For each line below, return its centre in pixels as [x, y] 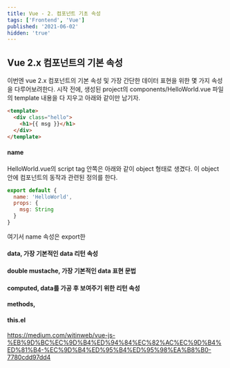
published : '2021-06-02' [43, 26]
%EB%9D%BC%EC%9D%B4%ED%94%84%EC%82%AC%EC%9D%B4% [115, 342]
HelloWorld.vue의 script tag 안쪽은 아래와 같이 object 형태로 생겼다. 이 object [113, 168]
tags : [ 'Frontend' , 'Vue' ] [46, 20]
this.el [17, 320]
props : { [26, 203]
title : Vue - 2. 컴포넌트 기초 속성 [54, 13]
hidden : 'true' [29, 33]
